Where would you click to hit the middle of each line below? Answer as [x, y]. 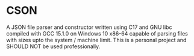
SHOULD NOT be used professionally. [53, 46]
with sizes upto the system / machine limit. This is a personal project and [96, 40]
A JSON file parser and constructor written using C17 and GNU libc [89, 27]
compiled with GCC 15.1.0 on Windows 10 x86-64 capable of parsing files [97, 33]
